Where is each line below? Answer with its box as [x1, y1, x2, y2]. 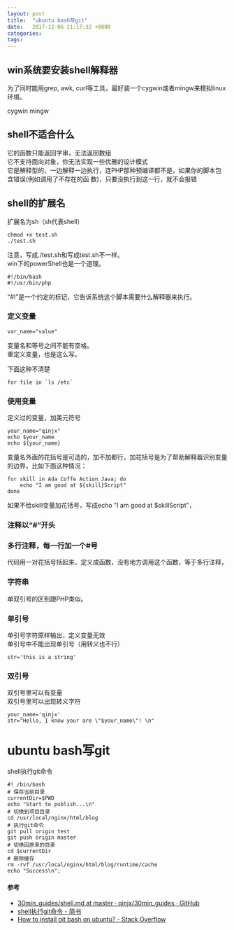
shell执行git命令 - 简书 [17, 908, 82, 916]
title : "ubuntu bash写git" [7, 17, 88, 24]
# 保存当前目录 [7, 789, 45, 796]
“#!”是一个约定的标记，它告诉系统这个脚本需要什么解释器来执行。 [7, 292, 196, 301]
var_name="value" [7, 328, 58, 335]
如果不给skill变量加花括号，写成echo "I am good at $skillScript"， [7, 501, 196, 510]
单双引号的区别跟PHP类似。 [7, 595, 87, 603]
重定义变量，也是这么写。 [7, 349, 81, 358]
